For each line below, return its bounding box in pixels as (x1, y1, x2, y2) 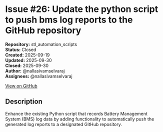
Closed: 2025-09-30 (5, 62, 49, 68)
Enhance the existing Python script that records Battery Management (5, 110, 147, 116)
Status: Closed (5, 46, 36, 52)
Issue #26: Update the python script (5, 3, 158, 15)
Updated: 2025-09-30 (5, 57, 52, 63)
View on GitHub (5, 82, 37, 88)
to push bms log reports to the (5, 14, 133, 25)
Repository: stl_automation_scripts (5, 41, 77, 47)
